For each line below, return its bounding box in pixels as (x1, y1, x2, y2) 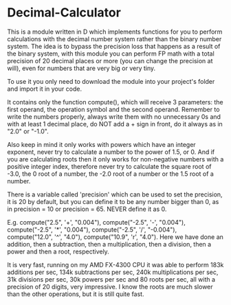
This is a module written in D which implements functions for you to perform (7, 27, 223, 36)
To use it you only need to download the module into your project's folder (7, 77, 215, 85)
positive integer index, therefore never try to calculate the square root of (7, 162, 212, 170)
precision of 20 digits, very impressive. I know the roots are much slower (7, 282, 213, 291)
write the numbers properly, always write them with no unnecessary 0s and (7, 112, 221, 121)
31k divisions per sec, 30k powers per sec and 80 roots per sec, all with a (7, 275, 215, 283)
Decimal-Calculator (7, 5, 122, 21)
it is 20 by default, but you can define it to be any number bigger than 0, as (7, 197, 219, 205)
